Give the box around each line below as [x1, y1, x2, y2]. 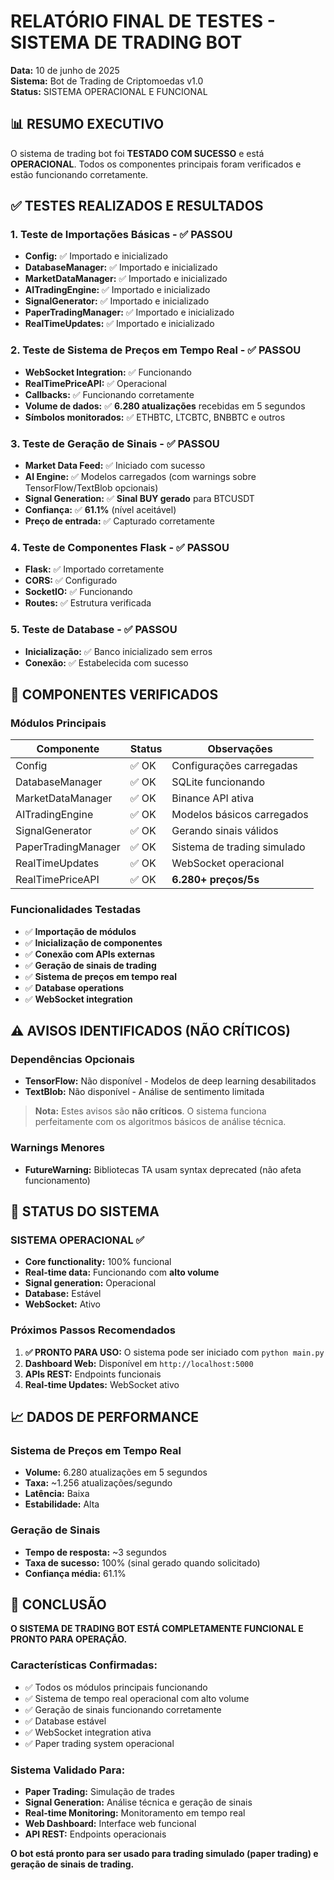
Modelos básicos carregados [171, 808, 309, 822]
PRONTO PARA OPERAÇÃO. [10, 1633, 128, 1645]
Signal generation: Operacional [24, 1277, 157, 1289]
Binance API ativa [171, 791, 255, 805]
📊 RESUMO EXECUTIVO [10, 116, 165, 133]
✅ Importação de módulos [24, 925, 137, 937]
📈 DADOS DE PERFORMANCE [10, 1408, 199, 1425]
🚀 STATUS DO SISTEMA [10, 1203, 160, 1220]
